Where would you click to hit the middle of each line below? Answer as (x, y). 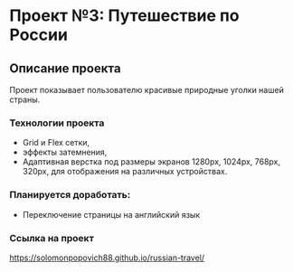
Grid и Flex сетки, (56, 143)
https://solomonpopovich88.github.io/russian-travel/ (107, 258)
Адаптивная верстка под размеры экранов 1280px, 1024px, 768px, (151, 162)
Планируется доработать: (70, 195)
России (38, 35)
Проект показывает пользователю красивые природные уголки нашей (147, 90)
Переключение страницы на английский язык (111, 214)
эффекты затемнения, (65, 152)
